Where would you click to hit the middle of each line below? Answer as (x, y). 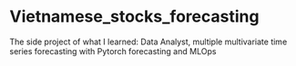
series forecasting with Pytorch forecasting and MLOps (113, 51)
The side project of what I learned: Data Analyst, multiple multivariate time (148, 42)
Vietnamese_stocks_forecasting (134, 17)
